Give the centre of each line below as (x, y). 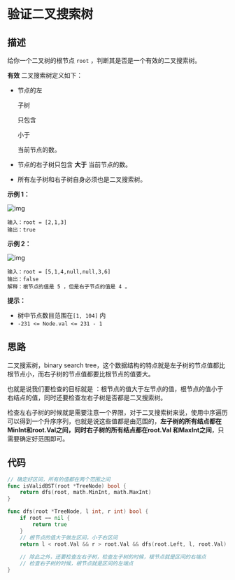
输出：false (23, 279)
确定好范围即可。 (44, 439)
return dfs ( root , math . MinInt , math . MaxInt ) (86, 493)
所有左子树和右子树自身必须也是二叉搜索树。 (82, 179)
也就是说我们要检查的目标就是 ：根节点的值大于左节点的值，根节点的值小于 (115, 388)
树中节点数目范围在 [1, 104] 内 (62, 315)
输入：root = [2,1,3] (37, 222)
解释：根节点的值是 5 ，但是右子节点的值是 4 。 (69, 287)
